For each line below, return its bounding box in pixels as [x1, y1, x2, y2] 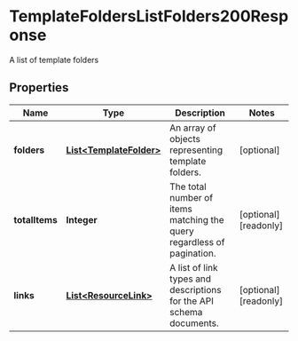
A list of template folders [9, 54, 99, 65]
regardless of [169, 235, 225, 248]
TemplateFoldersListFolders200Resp [9, 6, 289, 27]
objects [169, 132, 201, 145]
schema [169, 305, 203, 318]
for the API [169, 295, 215, 307]
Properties [9, 80, 69, 95]
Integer [66, 213, 98, 226]
